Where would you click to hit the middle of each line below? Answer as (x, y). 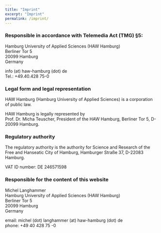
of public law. (18, 104)
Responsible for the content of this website (57, 180)
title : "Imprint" (23, 9)
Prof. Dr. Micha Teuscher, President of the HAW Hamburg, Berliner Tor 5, (78, 119)
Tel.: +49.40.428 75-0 (27, 76)
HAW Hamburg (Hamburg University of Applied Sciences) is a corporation (79, 99)
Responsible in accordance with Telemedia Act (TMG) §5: (74, 35)
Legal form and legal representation (48, 89)
